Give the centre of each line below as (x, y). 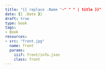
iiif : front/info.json (37, 55)
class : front (27, 59)
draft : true (17, 18)
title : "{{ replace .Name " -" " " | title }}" (53, 9)
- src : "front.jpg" (25, 41)
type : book (16, 23)
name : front (22, 46)
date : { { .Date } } (24, 14)
